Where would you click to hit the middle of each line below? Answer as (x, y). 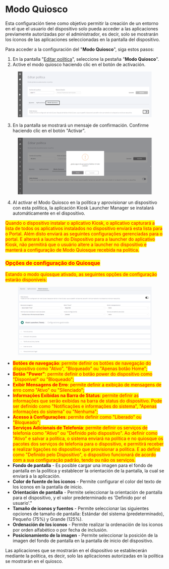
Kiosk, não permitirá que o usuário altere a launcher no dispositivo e (76, 245)
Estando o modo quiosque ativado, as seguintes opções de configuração (81, 274)
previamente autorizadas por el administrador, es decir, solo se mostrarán (82, 34)
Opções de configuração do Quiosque (53, 263)
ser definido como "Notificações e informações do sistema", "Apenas (85, 406)
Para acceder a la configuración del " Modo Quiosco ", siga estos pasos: (80, 49)
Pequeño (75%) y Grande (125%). (48, 519)
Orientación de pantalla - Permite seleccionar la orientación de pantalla (87, 492)
